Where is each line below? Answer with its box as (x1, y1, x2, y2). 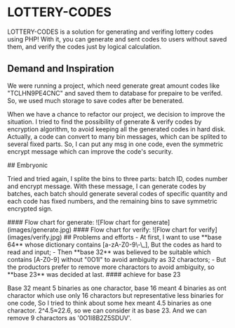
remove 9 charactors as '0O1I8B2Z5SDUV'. (7, 313, 132, 322)
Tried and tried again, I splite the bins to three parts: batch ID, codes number (7, 174, 228, 183)
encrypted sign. (7, 204, 53, 213)
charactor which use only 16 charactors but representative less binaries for (7, 291, 224, 299)
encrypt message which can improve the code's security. (7, 147, 173, 155)
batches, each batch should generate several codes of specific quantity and (7, 189, 228, 197)
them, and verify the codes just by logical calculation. (7, 42, 162, 51)
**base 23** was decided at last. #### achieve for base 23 (7, 270, 181, 278)
